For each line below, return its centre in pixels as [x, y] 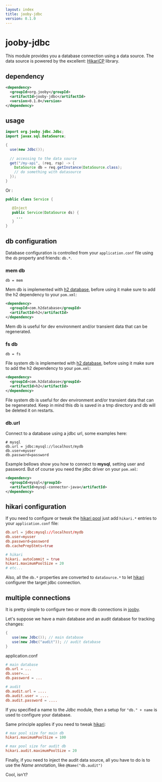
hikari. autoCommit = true [33, 559]
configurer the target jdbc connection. [43, 583]
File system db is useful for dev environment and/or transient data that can [80, 400]
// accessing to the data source [43, 159]
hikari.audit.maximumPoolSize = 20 [41, 751]
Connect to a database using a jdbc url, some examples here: [66, 433]
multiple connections [38, 598]
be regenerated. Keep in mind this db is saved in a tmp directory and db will [81, 405]
